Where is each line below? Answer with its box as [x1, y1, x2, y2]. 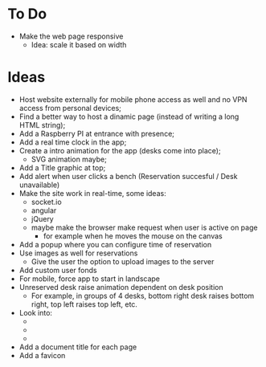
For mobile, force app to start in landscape [18, 274, 160, 283]
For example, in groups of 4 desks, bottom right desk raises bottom [31, 291, 255, 300]
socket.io [31, 197, 62, 206]
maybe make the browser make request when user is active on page [31, 222, 258, 232]
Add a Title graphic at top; [18, 162, 106, 173]
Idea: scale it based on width [31, 39, 127, 49]
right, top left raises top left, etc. [31, 299, 138, 309]
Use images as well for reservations [18, 248, 138, 258]
